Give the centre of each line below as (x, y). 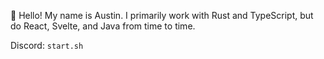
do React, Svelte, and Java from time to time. (103, 26)
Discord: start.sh (47, 45)
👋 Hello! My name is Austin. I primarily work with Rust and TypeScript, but (162, 15)
